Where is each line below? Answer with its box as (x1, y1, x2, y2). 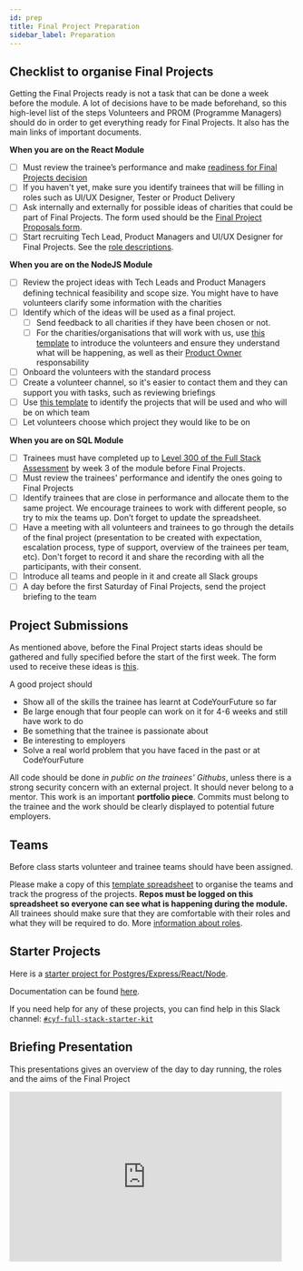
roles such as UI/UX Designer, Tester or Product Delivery (22, 192, 236, 203)
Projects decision (22, 172, 88, 183)
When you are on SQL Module (9, 434, 124, 446)
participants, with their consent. (22, 561, 142, 572)
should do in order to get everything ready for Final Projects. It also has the (9, 117, 290, 128)
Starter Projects (9, 943, 102, 960)
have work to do (22, 716, 83, 727)
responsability (35, 357, 90, 368)
